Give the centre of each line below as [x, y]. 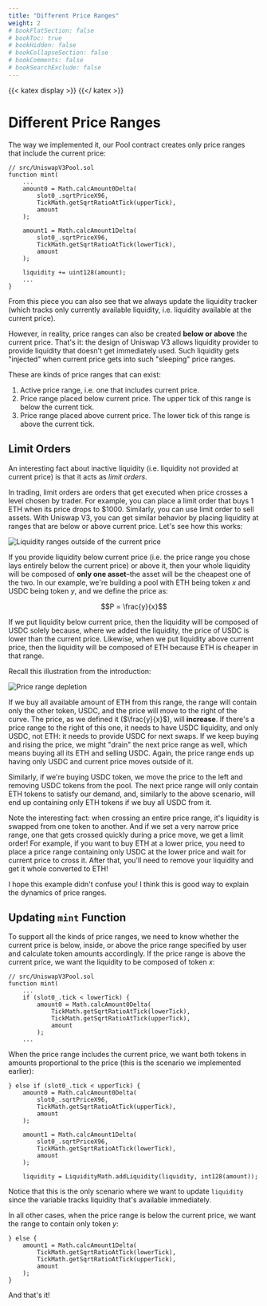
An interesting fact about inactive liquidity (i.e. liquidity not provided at [124, 468]
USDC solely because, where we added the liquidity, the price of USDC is [129, 630]
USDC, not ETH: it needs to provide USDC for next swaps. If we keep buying [133, 736]
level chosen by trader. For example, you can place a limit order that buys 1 [131, 500]
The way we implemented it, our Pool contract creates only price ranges [127, 144]
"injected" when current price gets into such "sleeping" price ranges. [122, 359]
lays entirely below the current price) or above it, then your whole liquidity [130, 565]
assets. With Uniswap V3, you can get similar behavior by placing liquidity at [133, 517]
